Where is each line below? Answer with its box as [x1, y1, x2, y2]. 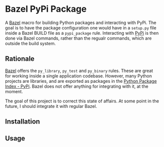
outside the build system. [5, 40, 56, 46]
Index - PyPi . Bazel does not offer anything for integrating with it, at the [5, 83, 148, 89]
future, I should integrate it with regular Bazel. [5, 103, 97, 109]
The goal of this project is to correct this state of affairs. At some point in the [5, 98, 159, 104]
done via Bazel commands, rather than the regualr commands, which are [5, 35, 152, 41]
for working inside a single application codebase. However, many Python [5, 73, 152, 79]
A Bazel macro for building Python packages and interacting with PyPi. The [5, 20, 157, 25]
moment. [5, 88, 23, 94]
